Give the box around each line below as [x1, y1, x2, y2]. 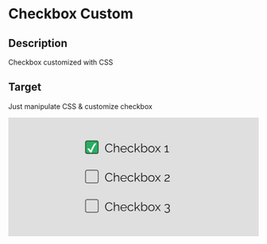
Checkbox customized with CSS [8, 57, 114, 67]
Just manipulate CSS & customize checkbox [8, 101, 153, 111]
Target [8, 80, 42, 94]
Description [8, 37, 68, 50]
